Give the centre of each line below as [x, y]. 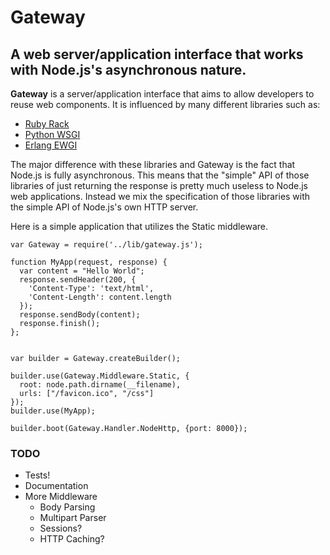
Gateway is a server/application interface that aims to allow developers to [162, 94]
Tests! [37, 475]
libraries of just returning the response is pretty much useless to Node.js [159, 185]
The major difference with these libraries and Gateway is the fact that [153, 164]
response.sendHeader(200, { [78, 280]
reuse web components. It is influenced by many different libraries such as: [165, 104]
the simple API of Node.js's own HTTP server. [104, 207]
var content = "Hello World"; [82, 271]
